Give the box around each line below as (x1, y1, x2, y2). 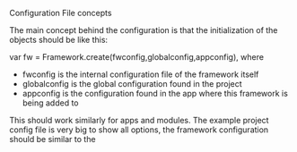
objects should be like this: (9, 35, 109, 45)
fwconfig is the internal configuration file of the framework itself (22, 69, 259, 80)
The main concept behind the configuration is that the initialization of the (9, 25, 278, 35)
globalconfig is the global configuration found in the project (22, 79, 242, 89)
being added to (22, 97, 79, 108)
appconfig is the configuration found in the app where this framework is (22, 89, 289, 98)
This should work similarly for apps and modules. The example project (9, 115, 269, 125)
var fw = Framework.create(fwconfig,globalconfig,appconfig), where (9, 52, 265, 62)
